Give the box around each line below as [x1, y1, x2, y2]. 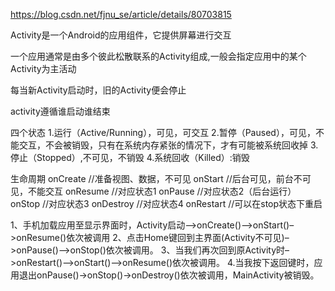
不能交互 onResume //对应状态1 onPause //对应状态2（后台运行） [27, 185, 297, 197]
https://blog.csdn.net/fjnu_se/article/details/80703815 [10, 9, 232, 20]
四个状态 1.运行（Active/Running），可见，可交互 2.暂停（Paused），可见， [10, 127, 316, 138]
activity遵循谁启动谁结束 [10, 105, 111, 117]
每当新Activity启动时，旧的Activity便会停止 [10, 84, 187, 96]
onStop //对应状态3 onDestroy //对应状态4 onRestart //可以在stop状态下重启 [10, 198, 323, 209]
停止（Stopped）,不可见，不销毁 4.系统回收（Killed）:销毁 [10, 152, 250, 163]
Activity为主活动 [10, 63, 77, 74]
